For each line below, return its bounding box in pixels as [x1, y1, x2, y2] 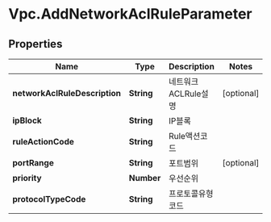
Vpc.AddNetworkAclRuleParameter [8, 5, 252, 23]
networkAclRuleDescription [12, 88, 122, 98]
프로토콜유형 [168, 188, 214, 199]
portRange [12, 157, 54, 168]
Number [128, 173, 161, 183]
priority [12, 173, 42, 183]
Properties [8, 37, 63, 51]
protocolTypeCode [12, 194, 86, 204]
